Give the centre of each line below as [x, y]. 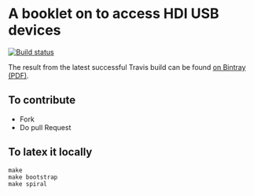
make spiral [28, 184]
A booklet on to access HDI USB [114, 14]
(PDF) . [18, 75]
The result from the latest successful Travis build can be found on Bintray [127, 67]
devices [35, 30]
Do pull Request [45, 127]
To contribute [42, 100]
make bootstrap [33, 177]
